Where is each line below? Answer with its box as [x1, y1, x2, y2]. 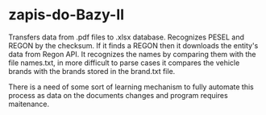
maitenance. [8, 99, 50, 109]
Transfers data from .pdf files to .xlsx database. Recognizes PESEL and [8, 32, 244, 42]
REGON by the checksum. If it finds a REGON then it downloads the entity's [8, 40, 259, 50]
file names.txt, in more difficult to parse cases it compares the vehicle [8, 58, 240, 68]
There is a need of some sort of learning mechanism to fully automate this [8, 82, 254, 92]
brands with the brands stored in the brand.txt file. [8, 66, 176, 76]
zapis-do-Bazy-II [8, 6, 125, 24]
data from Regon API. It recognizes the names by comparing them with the [8, 49, 256, 59]
